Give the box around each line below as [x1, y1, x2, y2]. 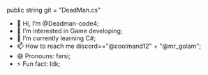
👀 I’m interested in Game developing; [16, 27, 123, 35]
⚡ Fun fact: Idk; [16, 60, 61, 68]
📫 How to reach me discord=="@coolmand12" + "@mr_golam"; [16, 42, 202, 50]
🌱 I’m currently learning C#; [16, 34, 96, 42]
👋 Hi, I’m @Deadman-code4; [16, 19, 99, 27]
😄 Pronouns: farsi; [16, 52, 71, 60]
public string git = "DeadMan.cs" [6, 6, 101, 14]
